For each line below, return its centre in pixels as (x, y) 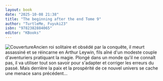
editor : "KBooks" (23, 33)
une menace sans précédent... (36, 73)
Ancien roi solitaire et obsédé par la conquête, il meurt (89, 47)
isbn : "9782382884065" (29, 28)
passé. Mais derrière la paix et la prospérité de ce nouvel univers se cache (82, 68)
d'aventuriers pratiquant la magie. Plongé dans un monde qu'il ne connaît (81, 57)
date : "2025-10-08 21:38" (32, 14)
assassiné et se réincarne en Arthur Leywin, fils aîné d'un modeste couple (81, 52)
